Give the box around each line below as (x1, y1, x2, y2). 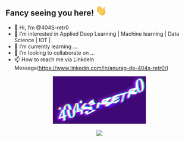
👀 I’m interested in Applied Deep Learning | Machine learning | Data (14, 30, 180, 37)
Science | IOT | (14, 36, 51, 43)
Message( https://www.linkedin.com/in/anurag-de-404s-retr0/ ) (14, 64, 169, 71)
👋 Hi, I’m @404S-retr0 (14, 24, 69, 31)
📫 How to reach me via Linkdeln (14, 56, 95, 63)
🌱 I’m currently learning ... (14, 43, 78, 50)
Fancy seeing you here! (5, 8, 95, 18)
